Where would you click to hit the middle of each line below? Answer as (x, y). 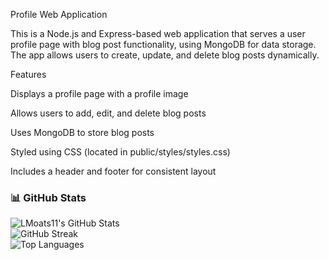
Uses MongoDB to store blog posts (82, 132)
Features (28, 74)
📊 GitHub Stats (48, 197)
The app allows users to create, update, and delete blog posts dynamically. (165, 55)
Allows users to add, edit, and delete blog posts (108, 113)
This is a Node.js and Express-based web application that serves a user (158, 33)
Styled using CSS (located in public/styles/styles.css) (120, 152)
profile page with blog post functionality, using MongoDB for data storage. (163, 44)
